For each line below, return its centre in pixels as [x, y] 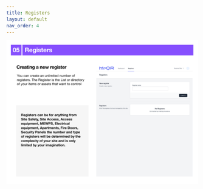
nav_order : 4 [23, 26]
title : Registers [28, 13]
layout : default [27, 19]
